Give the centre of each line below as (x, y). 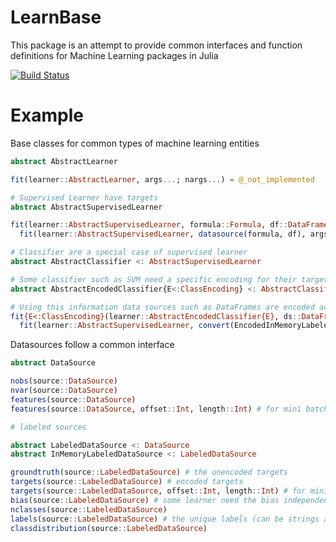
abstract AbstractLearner (64, 161)
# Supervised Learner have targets (84, 197)
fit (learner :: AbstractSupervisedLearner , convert (124, 326)
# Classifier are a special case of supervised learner (129, 252)
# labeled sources (48, 427)
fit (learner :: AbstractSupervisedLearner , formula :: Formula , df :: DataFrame (169, 225)
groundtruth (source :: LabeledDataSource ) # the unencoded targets (149, 472)
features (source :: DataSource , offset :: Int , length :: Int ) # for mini (156, 409)
